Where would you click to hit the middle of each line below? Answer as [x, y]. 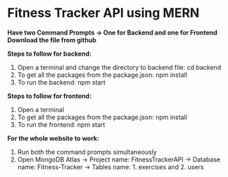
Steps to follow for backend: [49, 54]
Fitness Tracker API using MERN [103, 13]
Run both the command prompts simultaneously [87, 152]
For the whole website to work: [53, 138]
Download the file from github [52, 39]
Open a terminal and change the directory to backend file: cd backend [119, 67]
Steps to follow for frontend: [50, 96]
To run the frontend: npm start [61, 124]
